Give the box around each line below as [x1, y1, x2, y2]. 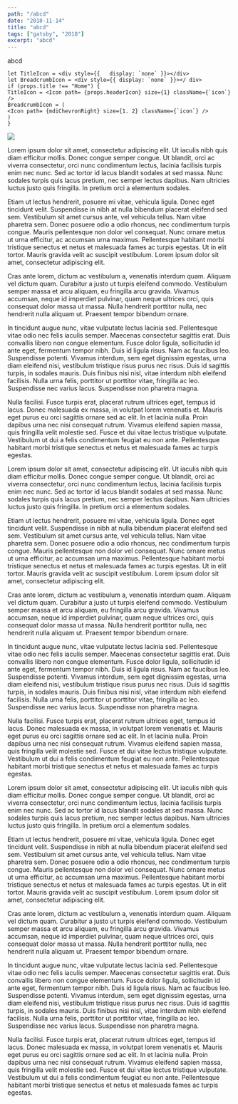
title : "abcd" [7, 24, 50, 31]
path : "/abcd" [7, 10, 50, 18]
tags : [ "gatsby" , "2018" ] [7, 30, 84, 38]
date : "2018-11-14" [7, 17, 66, 24]
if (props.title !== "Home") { [7, 83, 100, 90]
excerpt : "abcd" [7, 37, 56, 44]
